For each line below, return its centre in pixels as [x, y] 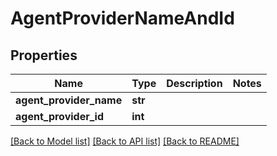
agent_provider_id [59, 116]
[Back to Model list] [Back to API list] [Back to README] [125, 141]
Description [194, 83]
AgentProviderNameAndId [122, 18]
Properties [44, 55]
